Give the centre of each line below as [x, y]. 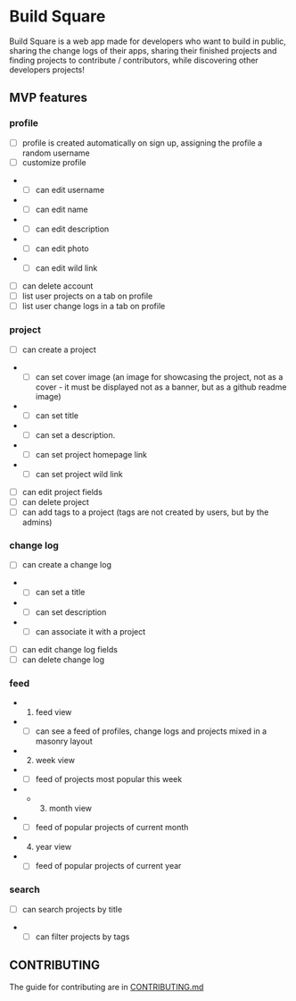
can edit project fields [62, 492]
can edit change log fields [70, 649]
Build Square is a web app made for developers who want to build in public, [148, 41]
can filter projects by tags [82, 937]
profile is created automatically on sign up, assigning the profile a [142, 143]
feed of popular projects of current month [112, 828]
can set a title [60, 593]
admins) [37, 522]
